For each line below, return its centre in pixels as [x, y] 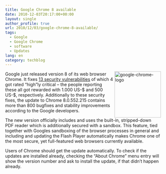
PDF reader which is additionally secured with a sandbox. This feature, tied [82, 126]
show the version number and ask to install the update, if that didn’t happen [82, 161]
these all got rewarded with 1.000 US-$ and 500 [54, 90]
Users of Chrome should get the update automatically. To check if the [76, 151]
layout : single [21, 19]
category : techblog [25, 60]
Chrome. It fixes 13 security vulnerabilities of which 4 [59, 79]
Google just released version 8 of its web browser [56, 74]
